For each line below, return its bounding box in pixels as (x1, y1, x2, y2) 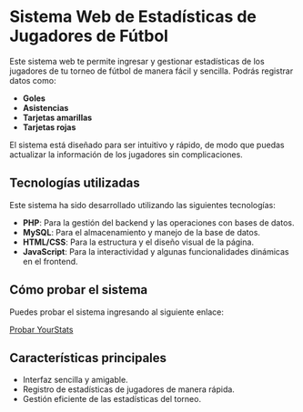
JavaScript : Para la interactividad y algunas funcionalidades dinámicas (22, 246, 289, 256)
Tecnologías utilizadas (9, 176, 140, 191)
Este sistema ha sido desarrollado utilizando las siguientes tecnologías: (9, 199, 276, 210)
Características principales (9, 350, 167, 366)
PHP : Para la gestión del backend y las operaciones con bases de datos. (22, 216, 295, 228)
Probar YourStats (9, 324, 74, 335)
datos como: (9, 75, 56, 85)
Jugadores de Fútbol (9, 25, 168, 46)
